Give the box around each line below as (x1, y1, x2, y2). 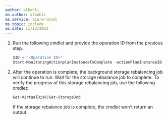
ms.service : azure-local (5, 17, 58, 22)
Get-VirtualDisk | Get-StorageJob (12, 94, 81, 100)
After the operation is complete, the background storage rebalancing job (12, 69, 163, 75)
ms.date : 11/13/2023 (5, 26, 49, 31)
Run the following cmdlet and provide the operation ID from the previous (12, 40, 163, 46)
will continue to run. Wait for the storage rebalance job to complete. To (12, 74, 159, 80)
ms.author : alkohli (5, 12, 46, 17)
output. (12, 109, 28, 115)
